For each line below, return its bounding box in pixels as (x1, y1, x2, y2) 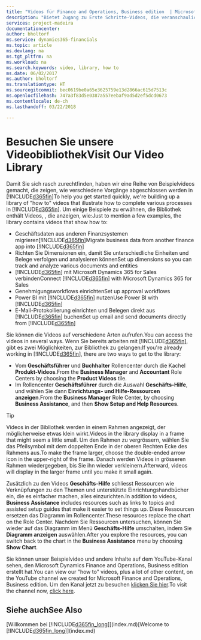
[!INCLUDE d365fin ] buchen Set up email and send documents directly (14, 313, 187, 320)
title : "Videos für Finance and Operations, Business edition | (6, 8, 172, 15)
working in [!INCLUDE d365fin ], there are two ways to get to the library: (6, 350, 181, 358)
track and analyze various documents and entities (14, 262, 138, 269)
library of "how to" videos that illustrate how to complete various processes (6, 200, 193, 207)
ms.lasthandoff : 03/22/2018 (6, 103, 77, 110)
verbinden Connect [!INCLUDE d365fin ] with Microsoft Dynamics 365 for (14, 275, 192, 282)
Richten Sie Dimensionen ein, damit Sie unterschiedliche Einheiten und (14, 249, 189, 257)
